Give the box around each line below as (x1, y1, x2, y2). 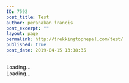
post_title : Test (6, 14, 49, 20)
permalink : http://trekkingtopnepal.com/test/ (6, 36, 124, 42)
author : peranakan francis (6, 20, 73, 25)
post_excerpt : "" (6, 25, 49, 31)
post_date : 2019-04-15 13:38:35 (6, 47, 86, 53)
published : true (6, 42, 46, 48)
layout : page (6, 31, 39, 37)
